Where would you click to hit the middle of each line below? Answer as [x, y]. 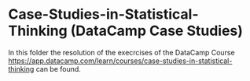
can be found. [58, 69]
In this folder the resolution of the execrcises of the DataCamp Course [121, 52]
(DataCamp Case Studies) [157, 31]
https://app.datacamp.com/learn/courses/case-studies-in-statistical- [120, 61]
